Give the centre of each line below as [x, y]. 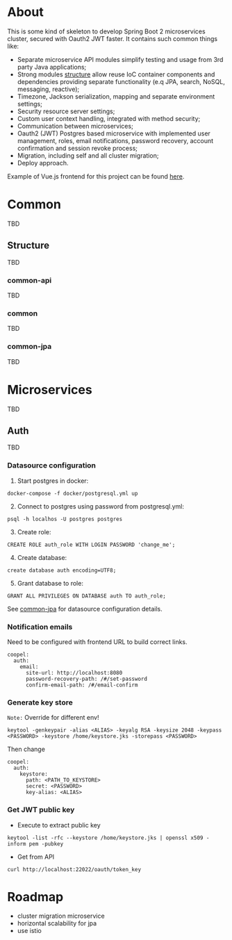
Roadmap [35, 897]
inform [17, 844]
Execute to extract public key [59, 825]
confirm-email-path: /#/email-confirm [82, 685]
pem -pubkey [46, 844]
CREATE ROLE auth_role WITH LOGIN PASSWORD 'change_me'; [91, 545]
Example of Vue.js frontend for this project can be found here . [96, 176]
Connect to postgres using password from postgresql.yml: [101, 506]
